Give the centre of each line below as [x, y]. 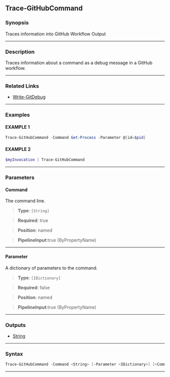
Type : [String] [33, 211]
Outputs [16, 325]
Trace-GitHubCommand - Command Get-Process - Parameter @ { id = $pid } [75, 138]
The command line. [25, 201]
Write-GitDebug [29, 97]
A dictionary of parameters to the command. [51, 268]
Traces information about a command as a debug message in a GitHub [79, 62]
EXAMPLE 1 [18, 127]
